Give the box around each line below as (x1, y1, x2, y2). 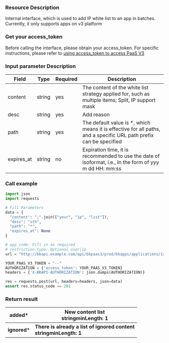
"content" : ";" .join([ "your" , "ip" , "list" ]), (10, 214, 109, 219)
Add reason (82, 111, 110, 118)
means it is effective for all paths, (82, 125, 160, 132)
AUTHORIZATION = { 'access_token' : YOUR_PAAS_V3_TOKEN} (5, 265, 123, 270)
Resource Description (5, 4, 59, 11)
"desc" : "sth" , (10, 219, 42, 224)
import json (5, 191, 30, 197)
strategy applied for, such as (82, 90, 150, 97)
